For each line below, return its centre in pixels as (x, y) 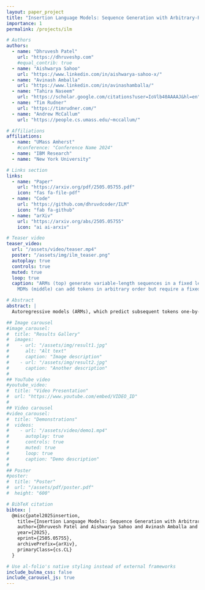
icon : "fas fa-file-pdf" (49, 193)
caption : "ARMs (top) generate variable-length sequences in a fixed (102, 284)
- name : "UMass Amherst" (43, 142)
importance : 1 (24, 23)
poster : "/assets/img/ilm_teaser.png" (61, 255)
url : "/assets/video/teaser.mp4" (54, 249)
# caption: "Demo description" (53, 459)
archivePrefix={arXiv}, (48, 544)
